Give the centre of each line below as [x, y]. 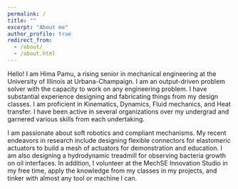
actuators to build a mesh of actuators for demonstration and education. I [115, 148]
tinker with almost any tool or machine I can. [72, 178]
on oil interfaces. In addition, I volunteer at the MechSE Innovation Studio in [118, 163]
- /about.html [35, 54]
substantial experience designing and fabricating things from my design [113, 96]
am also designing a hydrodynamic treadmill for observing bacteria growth [117, 155]
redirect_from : [30, 40]
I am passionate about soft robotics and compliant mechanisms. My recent [117, 133]
